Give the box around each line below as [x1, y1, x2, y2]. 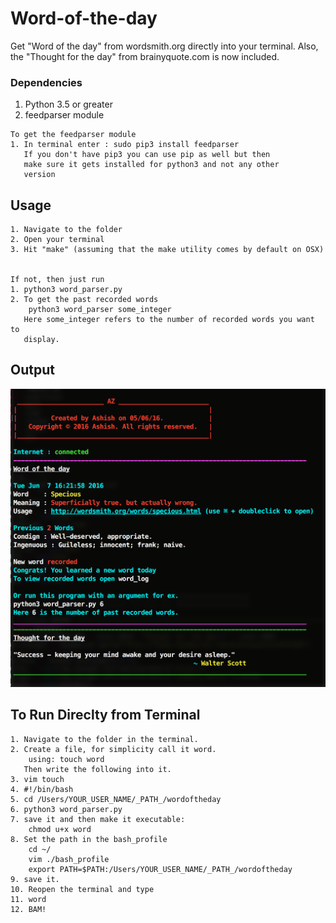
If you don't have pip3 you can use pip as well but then [23, 150, 271, 160]
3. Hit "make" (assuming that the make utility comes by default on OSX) [10, 245, 325, 255]
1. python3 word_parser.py [10, 285, 123, 295]
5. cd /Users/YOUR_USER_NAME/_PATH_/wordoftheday [10, 794, 222, 804]
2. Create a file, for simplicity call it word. [10, 744, 217, 754]
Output [10, 362, 55, 379]
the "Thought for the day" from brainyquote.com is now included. [10, 50, 280, 62]
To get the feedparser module [10, 130, 137, 140]
